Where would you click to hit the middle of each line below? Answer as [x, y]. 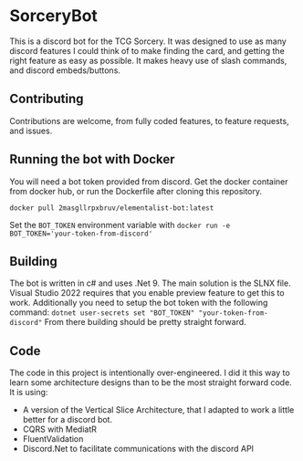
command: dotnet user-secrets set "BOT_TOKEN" [102, 312]
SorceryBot [54, 16]
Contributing [47, 99]
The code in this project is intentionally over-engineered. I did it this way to [150, 373]
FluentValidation [53, 439]
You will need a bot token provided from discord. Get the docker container [149, 181]
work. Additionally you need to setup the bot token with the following [139, 303]
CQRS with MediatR [60, 429]
